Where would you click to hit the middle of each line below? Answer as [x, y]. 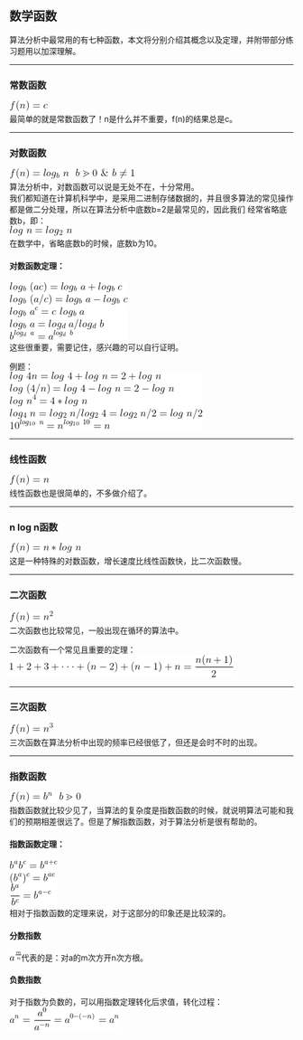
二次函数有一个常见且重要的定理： [73, 649]
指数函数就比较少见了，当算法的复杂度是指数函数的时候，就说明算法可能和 [147, 810]
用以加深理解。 [53, 51]
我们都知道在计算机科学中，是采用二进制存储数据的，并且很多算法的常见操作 [151, 198]
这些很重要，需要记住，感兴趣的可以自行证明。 [96, 347]
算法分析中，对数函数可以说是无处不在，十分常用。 [104, 187]
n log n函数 [34, 527]
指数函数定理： [37, 844]
